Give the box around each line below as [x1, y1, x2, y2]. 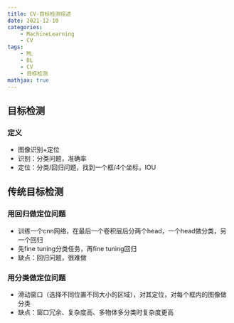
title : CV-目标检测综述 [7, 10, 71, 18]
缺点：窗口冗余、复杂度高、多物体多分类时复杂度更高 [17, 308, 174, 317]
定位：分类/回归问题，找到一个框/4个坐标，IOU [17, 163, 156, 171]
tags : [7, 43, 23, 51]
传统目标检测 [7, 186, 64, 198]
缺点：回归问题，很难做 [17, 253, 87, 262]
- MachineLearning [20, 30, 75, 38]
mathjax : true [7, 76, 50, 84]
